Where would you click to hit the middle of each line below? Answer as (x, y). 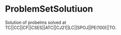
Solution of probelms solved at (36, 22)
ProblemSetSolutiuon (49, 9)
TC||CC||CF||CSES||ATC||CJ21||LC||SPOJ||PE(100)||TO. (61, 27)
